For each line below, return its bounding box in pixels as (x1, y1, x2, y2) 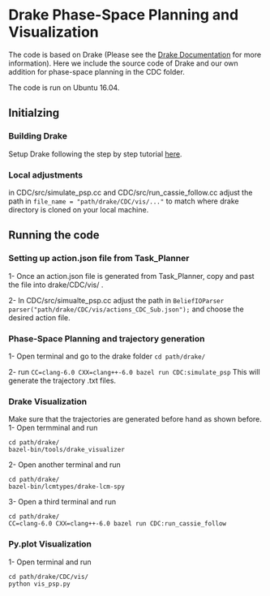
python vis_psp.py (8, 580, 71, 588)
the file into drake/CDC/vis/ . (8, 280, 104, 289)
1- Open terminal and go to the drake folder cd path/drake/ (8, 351, 206, 361)
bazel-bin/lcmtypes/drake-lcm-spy (8, 482, 126, 491)
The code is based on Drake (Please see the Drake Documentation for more (8, 49, 262, 59)
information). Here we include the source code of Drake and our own (8, 58, 238, 68)
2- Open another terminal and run (8, 460, 121, 470)
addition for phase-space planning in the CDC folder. (8, 66, 185, 76)
